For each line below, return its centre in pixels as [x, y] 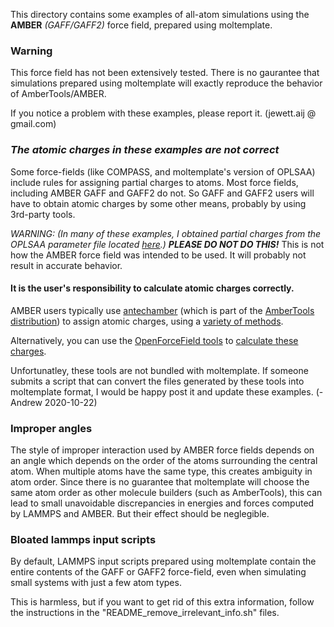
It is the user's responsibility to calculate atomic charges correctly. [152, 288]
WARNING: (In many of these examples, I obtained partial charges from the [166, 233]
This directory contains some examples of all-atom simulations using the [160, 14]
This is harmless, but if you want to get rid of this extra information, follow [162, 602]
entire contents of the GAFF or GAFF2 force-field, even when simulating [158, 572]
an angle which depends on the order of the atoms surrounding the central [164, 461]
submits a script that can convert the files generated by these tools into [157, 381]
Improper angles [51, 428]
